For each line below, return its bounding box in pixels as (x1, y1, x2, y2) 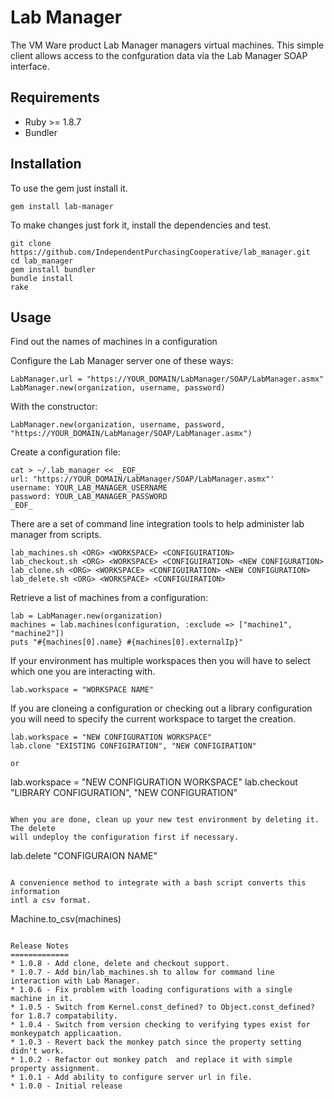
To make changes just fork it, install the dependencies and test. (10, 219, 272, 231)
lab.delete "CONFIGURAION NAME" (10, 850, 158, 862)
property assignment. (10, 1064, 101, 1074)
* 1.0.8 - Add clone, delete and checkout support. (10, 959, 230, 969)
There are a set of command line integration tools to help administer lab (10, 518, 305, 530)
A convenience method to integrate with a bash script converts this (10, 878, 307, 888)
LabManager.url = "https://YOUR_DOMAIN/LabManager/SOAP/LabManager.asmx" (10, 374, 325, 385)
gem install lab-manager (10, 201, 114, 211)
